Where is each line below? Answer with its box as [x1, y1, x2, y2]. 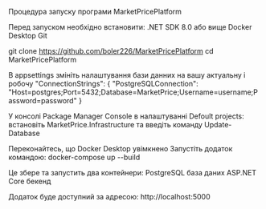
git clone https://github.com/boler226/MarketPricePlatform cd [8, 46, 215, 55]
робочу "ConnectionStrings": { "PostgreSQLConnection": [8, 79, 198, 88]
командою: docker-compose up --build [8, 152, 141, 162]
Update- [204, 120, 232, 129]
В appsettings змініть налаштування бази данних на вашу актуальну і [8, 70, 246, 79]
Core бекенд [8, 176, 51, 186]
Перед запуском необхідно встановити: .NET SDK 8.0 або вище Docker [8, 22, 252, 31]
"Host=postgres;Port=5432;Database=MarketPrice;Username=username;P [8, 87, 259, 97]
